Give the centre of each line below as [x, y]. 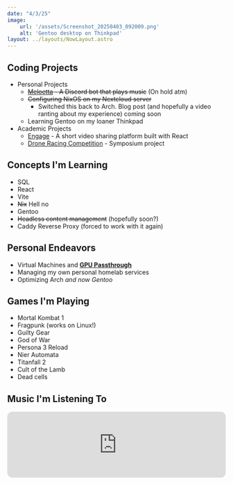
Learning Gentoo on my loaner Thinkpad [85, 121]
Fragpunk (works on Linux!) [57, 325]
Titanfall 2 [32, 362]
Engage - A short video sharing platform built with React [108, 135]
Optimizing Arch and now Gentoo [65, 279]
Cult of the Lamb [41, 369]
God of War [34, 340]
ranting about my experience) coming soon [100, 114]
